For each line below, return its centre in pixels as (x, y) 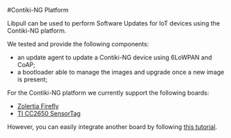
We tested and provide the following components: (78, 44)
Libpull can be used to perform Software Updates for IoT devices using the (113, 23)
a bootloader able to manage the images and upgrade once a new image (121, 72)
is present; (32, 79)
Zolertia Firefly (38, 106)
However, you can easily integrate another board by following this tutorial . (112, 127)
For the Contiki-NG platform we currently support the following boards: (108, 93)
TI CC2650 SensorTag (49, 114)
